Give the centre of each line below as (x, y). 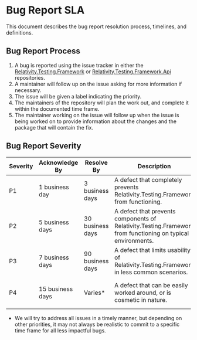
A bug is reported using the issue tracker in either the (79, 65)
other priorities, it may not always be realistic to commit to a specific (97, 324)
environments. (134, 240)
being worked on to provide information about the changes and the (96, 121)
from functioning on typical (152, 233)
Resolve (96, 162)
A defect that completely (148, 179)
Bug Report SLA (45, 10)
